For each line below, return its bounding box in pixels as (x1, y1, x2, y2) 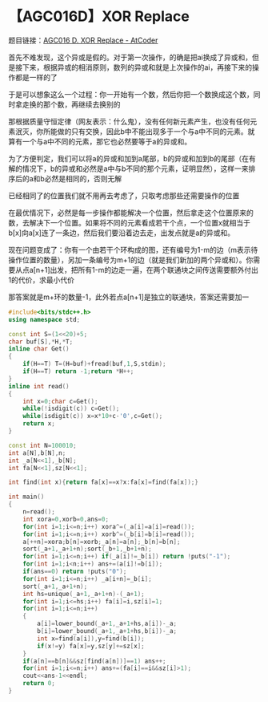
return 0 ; (22, 680, 56, 688)
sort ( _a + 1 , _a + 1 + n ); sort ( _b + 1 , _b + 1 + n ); (22, 545, 152, 554)
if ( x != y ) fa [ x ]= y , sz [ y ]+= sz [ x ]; (37, 642, 146, 650)
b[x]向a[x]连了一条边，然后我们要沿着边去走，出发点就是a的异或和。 (8, 228, 235, 237)
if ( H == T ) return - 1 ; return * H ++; (22, 367, 134, 375)
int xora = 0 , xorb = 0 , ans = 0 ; (22, 515, 110, 523)
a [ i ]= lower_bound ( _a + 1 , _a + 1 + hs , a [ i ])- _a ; (37, 619, 178, 628)
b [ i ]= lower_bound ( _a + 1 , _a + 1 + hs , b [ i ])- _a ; (37, 627, 178, 635)
